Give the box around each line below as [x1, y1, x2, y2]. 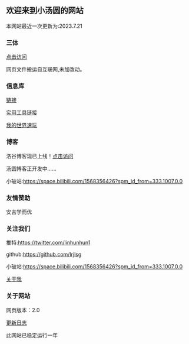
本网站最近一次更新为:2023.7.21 [6, 22, 82, 30]
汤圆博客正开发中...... [6, 165, 57, 172]
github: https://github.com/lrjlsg [6, 251, 82, 258]
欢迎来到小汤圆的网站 [6, 5, 84, 16]
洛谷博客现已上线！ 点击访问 [6, 152, 74, 160]
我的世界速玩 [6, 122, 37, 129]
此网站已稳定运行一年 [6, 332, 58, 339]
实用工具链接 [6, 109, 37, 116]
